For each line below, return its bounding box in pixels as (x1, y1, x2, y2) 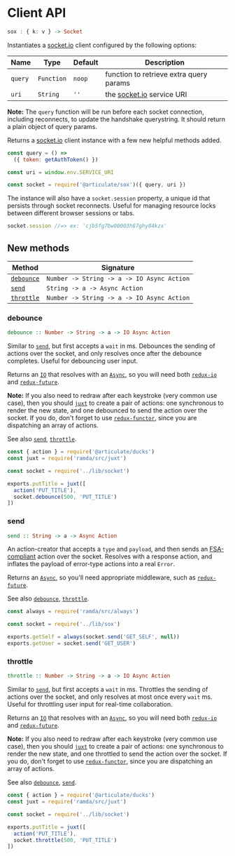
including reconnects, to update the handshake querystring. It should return (7, 114, 226, 123)
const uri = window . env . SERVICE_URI (7, 168, 114, 176)
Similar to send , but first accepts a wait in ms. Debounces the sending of (7, 342, 215, 350)
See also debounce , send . (7, 778, 77, 787)
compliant (7, 552, 36, 561)
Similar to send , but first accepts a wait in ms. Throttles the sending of (7, 686, 208, 694)
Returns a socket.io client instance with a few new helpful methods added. (7, 135, 222, 145)
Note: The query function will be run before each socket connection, (7, 107, 204, 116)
